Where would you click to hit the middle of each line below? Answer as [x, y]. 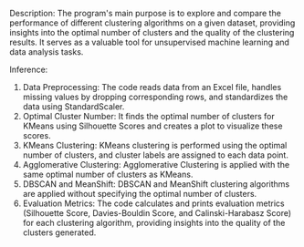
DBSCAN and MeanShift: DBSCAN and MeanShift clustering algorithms [156, 184]
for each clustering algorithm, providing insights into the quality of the [154, 223]
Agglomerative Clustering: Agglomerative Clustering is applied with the [156, 165]
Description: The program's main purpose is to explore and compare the [145, 13]
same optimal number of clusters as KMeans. [108, 174]
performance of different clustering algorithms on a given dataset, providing [152, 23]
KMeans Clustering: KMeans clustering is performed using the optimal [155, 145]
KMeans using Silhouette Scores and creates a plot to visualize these [152, 126]
